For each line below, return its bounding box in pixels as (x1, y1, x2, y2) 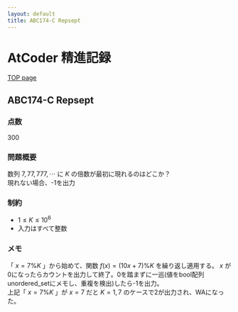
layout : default (7, 10, 55, 18)
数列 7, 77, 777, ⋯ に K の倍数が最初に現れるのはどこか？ (7, 169, 171, 178)
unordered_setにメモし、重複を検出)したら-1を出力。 (7, 279, 163, 287)
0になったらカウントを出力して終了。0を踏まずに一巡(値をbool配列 (7, 270, 205, 279)
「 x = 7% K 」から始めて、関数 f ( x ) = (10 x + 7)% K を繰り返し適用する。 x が (7, 261, 232, 269)
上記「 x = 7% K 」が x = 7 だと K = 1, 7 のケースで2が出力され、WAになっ (7, 288, 225, 296)
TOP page (7, 74, 37, 82)
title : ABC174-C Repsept (7, 17, 81, 24)
